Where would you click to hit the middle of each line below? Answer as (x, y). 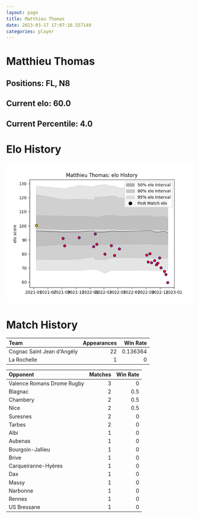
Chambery (21, 400)
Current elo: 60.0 (39, 104)
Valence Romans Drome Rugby (47, 383)
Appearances (100, 343)
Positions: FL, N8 (38, 83)
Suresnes (20, 416)
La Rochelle (23, 360)
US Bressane (24, 507)
